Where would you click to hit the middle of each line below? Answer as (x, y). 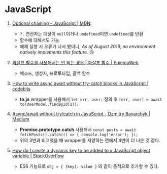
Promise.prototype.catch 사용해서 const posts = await (78, 129)
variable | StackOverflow (38, 156)
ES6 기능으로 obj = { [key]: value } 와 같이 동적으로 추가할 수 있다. (89, 166)
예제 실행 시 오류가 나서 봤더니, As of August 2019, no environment (88, 46)
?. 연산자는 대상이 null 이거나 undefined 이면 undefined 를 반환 (81, 33)
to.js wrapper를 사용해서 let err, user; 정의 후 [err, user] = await (91, 99)
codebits (21, 89)
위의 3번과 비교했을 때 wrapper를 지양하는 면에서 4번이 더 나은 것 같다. (90, 140)
